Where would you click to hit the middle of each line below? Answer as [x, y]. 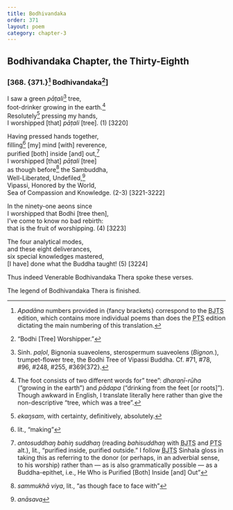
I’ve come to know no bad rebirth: [55, 221]
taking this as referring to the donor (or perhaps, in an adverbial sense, [118, 457]
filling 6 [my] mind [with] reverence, [57, 144]
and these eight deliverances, [50, 249]
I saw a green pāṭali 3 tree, [44, 98]
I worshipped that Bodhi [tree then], [58, 213]
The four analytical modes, [45, 241]
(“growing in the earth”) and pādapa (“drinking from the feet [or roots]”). [121, 388]
